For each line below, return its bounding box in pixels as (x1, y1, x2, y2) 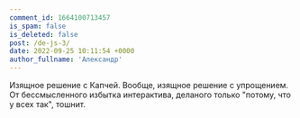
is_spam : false (9, 22, 67, 31)
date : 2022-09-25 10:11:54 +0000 (9, 47, 135, 56)
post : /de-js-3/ (9, 38, 70, 48)
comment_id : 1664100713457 (9, 13, 111, 23)
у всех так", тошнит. (9, 99, 86, 109)
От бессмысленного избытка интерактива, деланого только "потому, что (9, 89, 291, 100)
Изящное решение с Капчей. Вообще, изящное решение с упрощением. (9, 80, 289, 90)
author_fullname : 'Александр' (9, 55, 123, 64)
